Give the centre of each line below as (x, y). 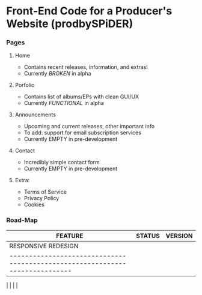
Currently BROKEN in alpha (57, 74)
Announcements (35, 115)
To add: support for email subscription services (82, 133)
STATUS (148, 236)
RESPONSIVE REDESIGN (44, 246)
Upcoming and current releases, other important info (89, 127)
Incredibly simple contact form (62, 162)
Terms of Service (45, 192)
